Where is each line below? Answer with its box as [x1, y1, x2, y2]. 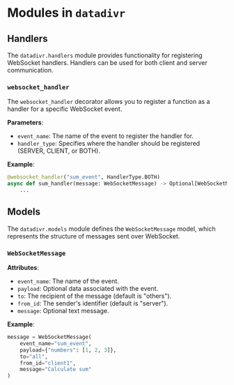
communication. [7, 66, 54, 74]
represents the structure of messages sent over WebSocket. [7, 232, 180, 240]
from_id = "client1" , [19, 359, 77, 367]
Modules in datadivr [7, 5, 126, 21]
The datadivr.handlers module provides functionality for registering [7, 51, 203, 59]
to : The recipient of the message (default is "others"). [17, 292, 172, 301]
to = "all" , [19, 353, 49, 360]
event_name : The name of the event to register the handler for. [17, 132, 194, 140]
